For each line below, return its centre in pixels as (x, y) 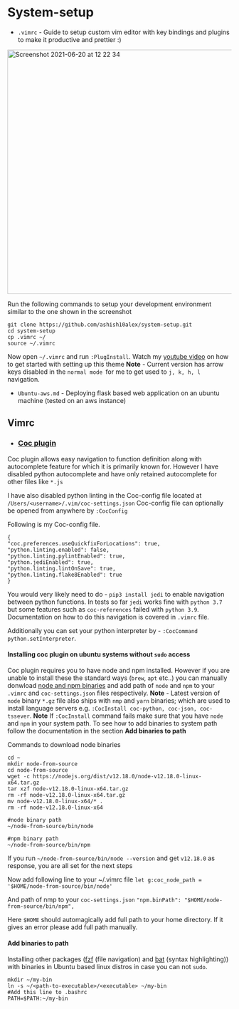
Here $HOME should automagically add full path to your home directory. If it (115, 919)
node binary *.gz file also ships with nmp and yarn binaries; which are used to (119, 700)
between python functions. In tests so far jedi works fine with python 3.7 (115, 602)
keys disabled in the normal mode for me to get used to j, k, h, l (104, 372)
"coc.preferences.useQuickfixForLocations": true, (84, 543)
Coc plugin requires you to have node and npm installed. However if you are (119, 670)
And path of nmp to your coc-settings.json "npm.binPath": (94, 899)
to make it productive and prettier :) (70, 39)
